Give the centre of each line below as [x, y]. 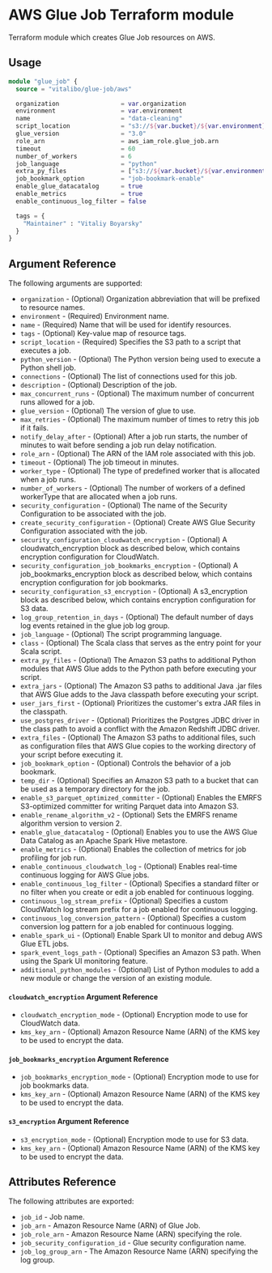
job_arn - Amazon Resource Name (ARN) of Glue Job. [110, 1226]
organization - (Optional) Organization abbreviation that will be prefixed [140, 299]
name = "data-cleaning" [99, 119]
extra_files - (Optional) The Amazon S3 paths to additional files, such [138, 737]
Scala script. [41, 651]
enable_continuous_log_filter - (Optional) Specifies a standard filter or [139, 884]
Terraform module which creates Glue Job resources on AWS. [112, 37]
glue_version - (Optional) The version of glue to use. [108, 411]
